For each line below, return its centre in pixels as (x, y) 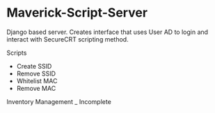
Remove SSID (36, 73)
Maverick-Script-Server (77, 13)
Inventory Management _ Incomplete (59, 101)
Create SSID (34, 66)
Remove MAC (36, 88)
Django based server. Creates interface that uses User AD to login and (107, 32)
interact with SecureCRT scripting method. (68, 39)
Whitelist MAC (37, 80)
